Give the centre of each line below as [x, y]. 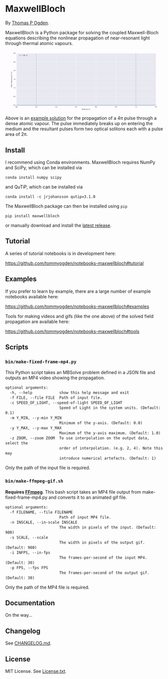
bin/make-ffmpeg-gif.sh [34, 481]
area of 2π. [17, 134]
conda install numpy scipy [33, 178]
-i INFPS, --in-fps [30, 553]
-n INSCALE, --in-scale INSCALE [44, 522]
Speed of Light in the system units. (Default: [110, 408]
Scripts [17, 347]
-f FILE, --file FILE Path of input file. [56, 398]
